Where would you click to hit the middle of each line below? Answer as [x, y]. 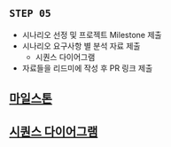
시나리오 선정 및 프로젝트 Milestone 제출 [92, 35]
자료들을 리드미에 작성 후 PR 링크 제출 [87, 68]
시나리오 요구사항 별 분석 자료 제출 [81, 46]
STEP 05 [30, 14]
